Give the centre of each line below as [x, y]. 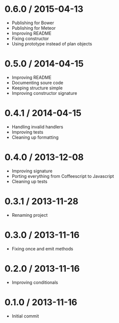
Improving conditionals [35, 282]
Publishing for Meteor [34, 28]
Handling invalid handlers [37, 126]
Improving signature [32, 171]
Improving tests [28, 132]
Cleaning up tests [30, 181]
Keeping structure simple [37, 88]
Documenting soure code [37, 82]
